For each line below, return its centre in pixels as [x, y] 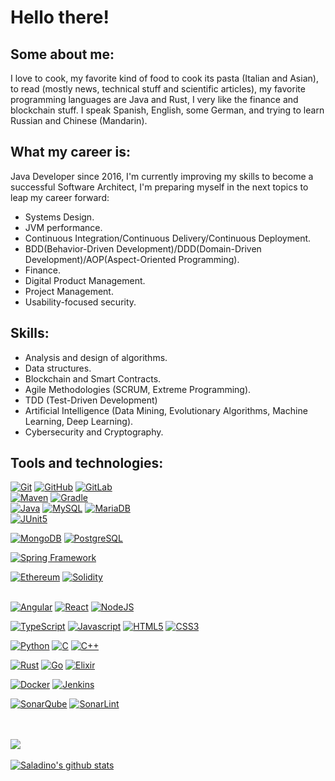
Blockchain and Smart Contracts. [93, 378]
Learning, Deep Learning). [79, 421]
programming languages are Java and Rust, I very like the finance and [154, 99]
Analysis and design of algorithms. [96, 357]
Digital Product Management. [85, 280]
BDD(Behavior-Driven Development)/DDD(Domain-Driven [143, 248]
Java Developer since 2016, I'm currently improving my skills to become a [162, 176]
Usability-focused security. [80, 302]
